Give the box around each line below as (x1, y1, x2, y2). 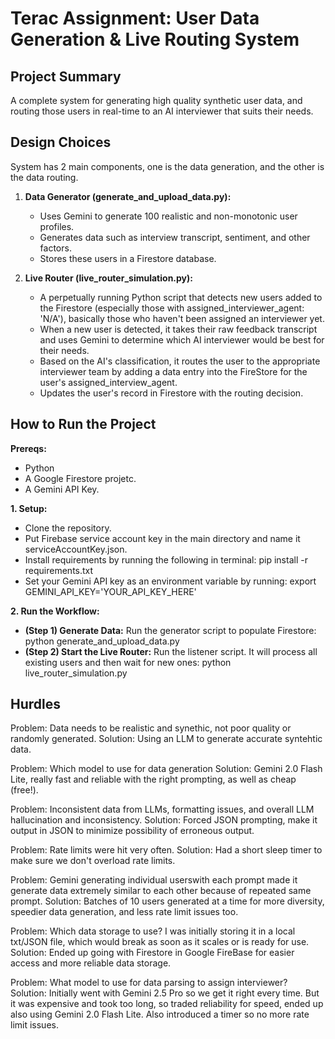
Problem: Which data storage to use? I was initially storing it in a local (10, 925, 296, 937)
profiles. (39, 220, 75, 232)
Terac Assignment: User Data (10, 7, 260, 30)
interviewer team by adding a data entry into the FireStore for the (39, 365, 308, 377)
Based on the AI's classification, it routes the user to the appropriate (39, 355, 321, 367)
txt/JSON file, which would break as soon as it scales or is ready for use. (10, 936, 310, 948)
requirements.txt (24, 564, 94, 576)
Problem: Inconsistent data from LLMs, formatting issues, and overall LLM (10, 803, 315, 816)
